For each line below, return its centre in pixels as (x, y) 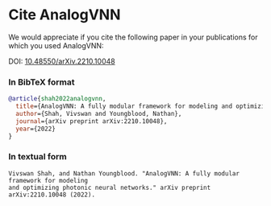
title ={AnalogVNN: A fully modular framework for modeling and (124, 106)
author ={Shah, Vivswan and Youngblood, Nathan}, (99, 113)
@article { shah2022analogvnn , (57, 99)
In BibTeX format (42, 82)
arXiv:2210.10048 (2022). (52, 195)
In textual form (38, 157)
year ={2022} (36, 129)
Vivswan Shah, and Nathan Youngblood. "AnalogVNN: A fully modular (124, 173)
